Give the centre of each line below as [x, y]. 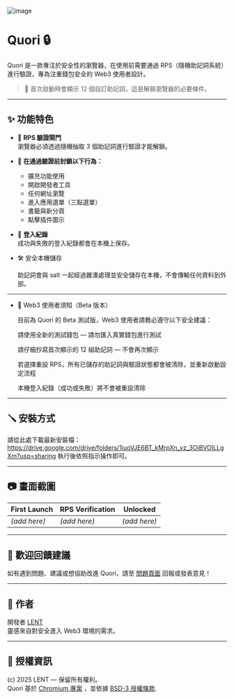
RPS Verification [88, 509]
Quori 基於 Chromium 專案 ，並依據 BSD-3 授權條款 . [82, 688]
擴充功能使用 [46, 176]
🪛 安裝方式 [31, 419]
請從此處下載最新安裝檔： [44, 439]
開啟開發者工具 [49, 184]
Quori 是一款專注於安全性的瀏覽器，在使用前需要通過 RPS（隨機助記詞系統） [116, 65]
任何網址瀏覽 [46, 193]
